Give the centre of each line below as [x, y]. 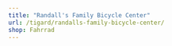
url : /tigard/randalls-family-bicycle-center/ [86, 23]
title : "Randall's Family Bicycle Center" [79, 15]
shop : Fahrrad [32, 30]
